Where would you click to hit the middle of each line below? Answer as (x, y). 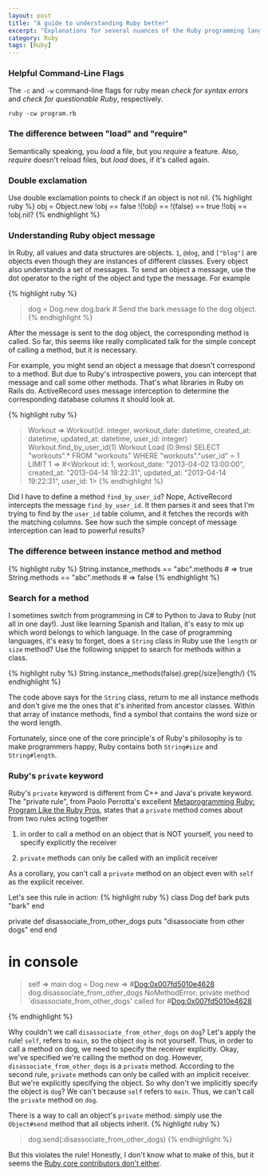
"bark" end (26, 906)
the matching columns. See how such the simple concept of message (123, 522)
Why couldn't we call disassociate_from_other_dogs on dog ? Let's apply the (132, 1032)
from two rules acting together (59, 818)
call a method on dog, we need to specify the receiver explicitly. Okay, (124, 1049)
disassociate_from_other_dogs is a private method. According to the (121, 1066)
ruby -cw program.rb (43, 114)
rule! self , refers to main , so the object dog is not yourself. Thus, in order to (131, 1041)
